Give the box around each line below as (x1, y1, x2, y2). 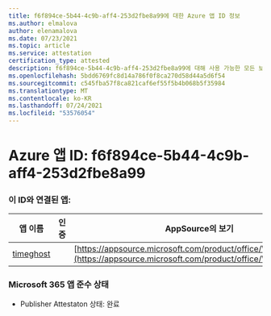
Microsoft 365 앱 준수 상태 (8, 279, 109, 290)
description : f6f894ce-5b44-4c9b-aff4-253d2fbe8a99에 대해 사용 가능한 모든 (8, 64, 256, 73)
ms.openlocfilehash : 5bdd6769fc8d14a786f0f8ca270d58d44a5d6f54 (8, 72, 226, 80)
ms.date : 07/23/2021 (8, 34, 78, 43)
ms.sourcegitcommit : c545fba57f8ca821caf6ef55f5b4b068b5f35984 (8, 79, 226, 87)
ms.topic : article (8, 42, 70, 50)
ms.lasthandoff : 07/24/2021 (8, 102, 103, 110)
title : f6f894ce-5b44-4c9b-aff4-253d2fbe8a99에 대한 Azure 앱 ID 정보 (8, 11, 240, 20)
